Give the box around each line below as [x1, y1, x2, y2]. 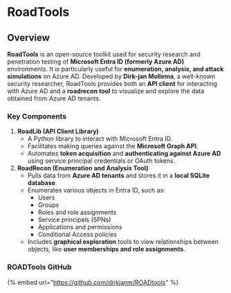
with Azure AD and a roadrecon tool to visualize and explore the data [7, 87, 205, 95]
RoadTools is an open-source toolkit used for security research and [7, 50, 201, 58]
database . [27, 179, 57, 187]
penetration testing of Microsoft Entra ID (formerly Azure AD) [7, 57, 185, 66]
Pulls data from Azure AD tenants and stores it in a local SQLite [27, 171, 210, 180]
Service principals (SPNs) [37, 215, 111, 224]
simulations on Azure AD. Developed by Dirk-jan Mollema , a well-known [7, 72, 216, 80]
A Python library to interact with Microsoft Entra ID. [27, 134, 173, 143]
